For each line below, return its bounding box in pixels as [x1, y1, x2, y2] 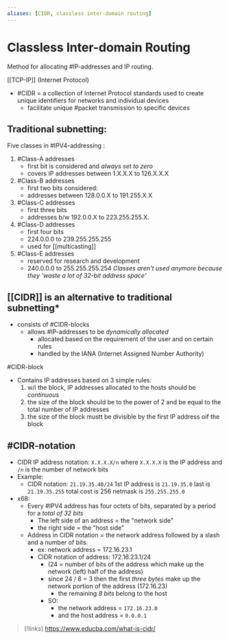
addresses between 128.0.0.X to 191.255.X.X [27, 191, 153, 200]
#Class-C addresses [16, 198, 75, 207]
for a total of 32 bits [27, 509, 84, 517]
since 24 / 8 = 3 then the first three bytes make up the [47, 574, 201, 583]
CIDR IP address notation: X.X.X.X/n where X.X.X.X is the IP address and [16, 458, 223, 466]
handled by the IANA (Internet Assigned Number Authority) [37, 349, 204, 358]
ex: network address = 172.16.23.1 [37, 546, 132, 553]
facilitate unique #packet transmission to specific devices [27, 104, 190, 112]
